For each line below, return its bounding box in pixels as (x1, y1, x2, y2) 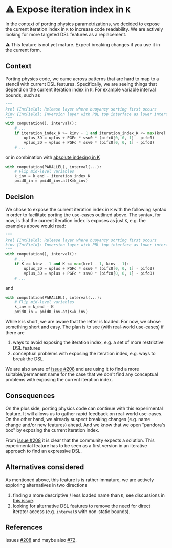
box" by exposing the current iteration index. (5, 427, 100, 433)
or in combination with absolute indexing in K (5, 154, 100, 160)
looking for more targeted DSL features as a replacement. (5, 31, 127, 38)
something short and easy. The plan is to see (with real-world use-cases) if (5, 324, 164, 330)
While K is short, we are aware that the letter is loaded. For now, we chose (5, 319, 161, 325)
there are (5, 330, 25, 336)
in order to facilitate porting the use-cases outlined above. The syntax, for (5, 212, 161, 218)
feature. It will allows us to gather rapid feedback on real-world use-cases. (5, 410, 163, 417)
